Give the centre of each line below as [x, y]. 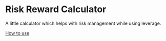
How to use [17, 33]
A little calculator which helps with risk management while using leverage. [83, 23]
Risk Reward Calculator [56, 9]
